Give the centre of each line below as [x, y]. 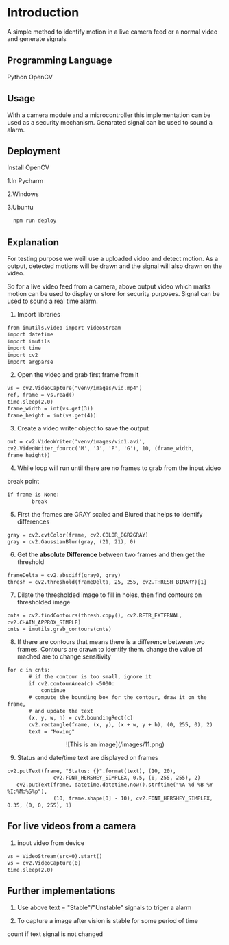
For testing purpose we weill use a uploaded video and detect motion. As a [113, 259]
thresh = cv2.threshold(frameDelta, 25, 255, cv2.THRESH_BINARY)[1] [107, 582]
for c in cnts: [29, 670]
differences [33, 521]
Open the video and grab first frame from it [78, 375]
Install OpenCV [28, 168]
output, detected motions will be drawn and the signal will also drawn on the [115, 266]
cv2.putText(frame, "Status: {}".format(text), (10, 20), [92, 771]
